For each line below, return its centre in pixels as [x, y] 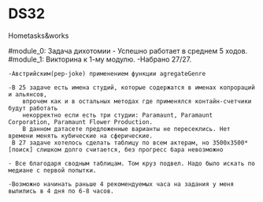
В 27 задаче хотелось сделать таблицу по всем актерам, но [111, 143]
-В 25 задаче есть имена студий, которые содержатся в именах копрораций [132, 88]
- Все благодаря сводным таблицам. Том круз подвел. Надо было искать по [132, 163]
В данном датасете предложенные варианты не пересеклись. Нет [126, 129]
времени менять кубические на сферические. [81, 136]
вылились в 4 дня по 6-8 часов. [61, 191]
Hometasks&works [39, 36]
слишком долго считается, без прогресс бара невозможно [130, 150]
